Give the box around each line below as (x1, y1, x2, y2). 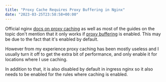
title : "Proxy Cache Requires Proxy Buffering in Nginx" (5, 7, 125, 12)
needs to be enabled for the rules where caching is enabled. (5, 71, 128, 77)
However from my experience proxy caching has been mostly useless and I (5, 46, 159, 52)
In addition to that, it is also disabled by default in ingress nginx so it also (5, 66, 154, 72)
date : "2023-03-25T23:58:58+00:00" (5, 12, 79, 17)
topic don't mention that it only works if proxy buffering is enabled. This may (5, 31, 161, 37)
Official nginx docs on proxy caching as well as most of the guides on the (5, 25, 155, 31)
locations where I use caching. (5, 56, 68, 62)
